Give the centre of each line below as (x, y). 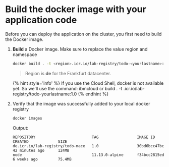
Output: (20, 128)
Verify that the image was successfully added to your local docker (81, 103)
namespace (25, 54)
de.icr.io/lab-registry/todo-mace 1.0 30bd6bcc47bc (88, 146)
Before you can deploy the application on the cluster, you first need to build (83, 34)
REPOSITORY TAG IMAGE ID (84, 137)
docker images (27, 118)
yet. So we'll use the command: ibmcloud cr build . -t (67, 88)
